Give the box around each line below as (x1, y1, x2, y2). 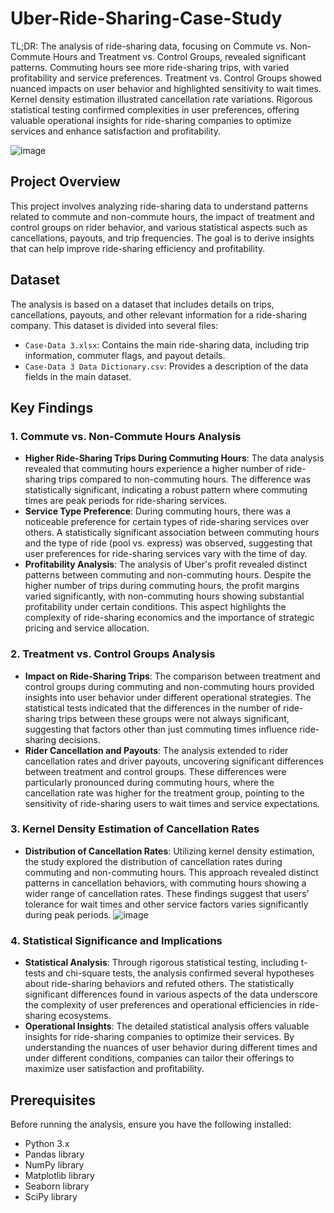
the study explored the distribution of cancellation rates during (24, 855, 283, 867)
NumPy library (24, 1158, 85, 1171)
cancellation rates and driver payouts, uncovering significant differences (24, 755, 324, 767)
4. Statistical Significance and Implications (10, 933, 223, 947)
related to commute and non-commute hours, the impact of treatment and (10, 210, 315, 222)
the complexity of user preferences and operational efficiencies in (24, 999, 297, 1011)
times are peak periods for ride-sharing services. (24, 495, 228, 507)
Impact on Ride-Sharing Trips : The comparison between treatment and (24, 670, 321, 682)
